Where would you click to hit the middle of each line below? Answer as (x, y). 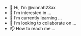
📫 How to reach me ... (32, 28)
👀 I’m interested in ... (30, 13)
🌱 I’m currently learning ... (36, 18)
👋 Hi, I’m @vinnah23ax (33, 8)
